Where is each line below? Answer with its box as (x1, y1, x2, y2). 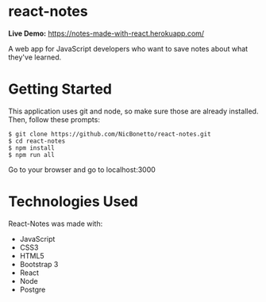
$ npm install (8, 143, 56, 152)
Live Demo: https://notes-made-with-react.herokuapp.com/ (8, 29, 205, 38)
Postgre (19, 285, 46, 294)
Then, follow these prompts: (8, 114, 101, 124)
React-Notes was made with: (8, 219, 103, 228)
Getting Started (8, 80, 113, 98)
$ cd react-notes (8, 137, 66, 145)
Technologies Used (8, 193, 139, 211)
